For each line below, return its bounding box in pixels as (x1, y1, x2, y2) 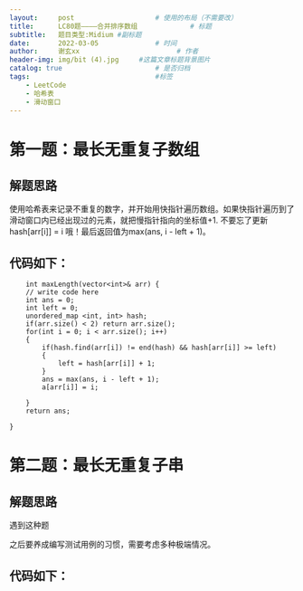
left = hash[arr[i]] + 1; (57, 359, 156, 368)
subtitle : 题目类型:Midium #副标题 (9, 30, 142, 39)
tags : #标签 (9, 72, 174, 81)
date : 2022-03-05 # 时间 (9, 38, 177, 48)
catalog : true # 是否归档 (9, 64, 191, 73)
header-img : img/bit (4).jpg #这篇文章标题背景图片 (9, 55, 211, 64)
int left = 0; (25, 304, 79, 313)
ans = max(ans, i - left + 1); (42, 375, 160, 385)
